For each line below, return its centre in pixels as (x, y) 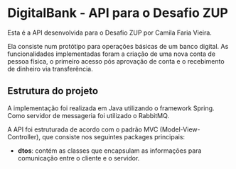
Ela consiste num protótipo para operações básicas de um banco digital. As (118, 46)
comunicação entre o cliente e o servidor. (79, 158)
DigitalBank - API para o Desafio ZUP (118, 13)
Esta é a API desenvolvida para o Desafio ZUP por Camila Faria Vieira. (109, 33)
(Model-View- (180, 129)
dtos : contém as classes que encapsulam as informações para (109, 151)
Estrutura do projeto (53, 91)
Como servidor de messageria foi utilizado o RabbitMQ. (88, 115)
